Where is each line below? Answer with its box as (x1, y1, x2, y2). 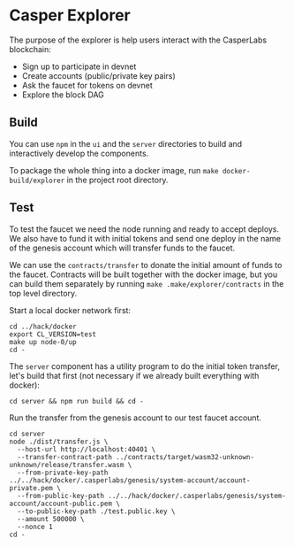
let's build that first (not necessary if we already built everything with (9, 370, 260, 381)
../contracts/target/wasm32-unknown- (116, 452, 254, 461)
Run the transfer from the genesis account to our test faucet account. (9, 412, 262, 423)
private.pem (9, 483, 53, 492)
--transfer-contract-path (17, 452, 113, 461)
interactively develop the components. (9, 148, 149, 158)
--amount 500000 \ (17, 514, 86, 523)
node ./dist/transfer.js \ (9, 437, 109, 446)
